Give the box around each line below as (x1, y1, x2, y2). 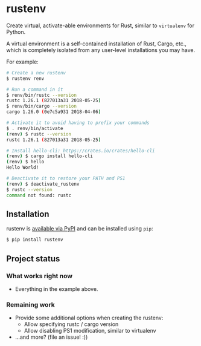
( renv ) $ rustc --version (6, 131, 71, 137)
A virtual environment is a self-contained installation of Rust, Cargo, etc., (6, 40, 187, 47)
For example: (6, 58, 39, 65)
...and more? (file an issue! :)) (14, 333, 88, 341)
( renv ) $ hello (6, 159, 45, 165)
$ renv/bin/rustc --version (6, 92, 77, 98)
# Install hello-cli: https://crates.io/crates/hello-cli (6, 148, 155, 154)
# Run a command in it (6, 86, 63, 93)
